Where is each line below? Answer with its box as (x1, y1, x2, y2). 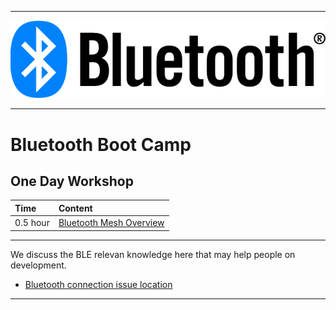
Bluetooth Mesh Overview (58, 217, 165, 229)
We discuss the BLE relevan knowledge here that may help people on (10, 248, 296, 260)
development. (10, 259, 67, 271)
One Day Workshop (10, 172, 134, 190)
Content (58, 202, 93, 214)
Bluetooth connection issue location (24, 278, 173, 290)
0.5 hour (14, 217, 50, 229)
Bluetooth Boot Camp (10, 133, 192, 156)
